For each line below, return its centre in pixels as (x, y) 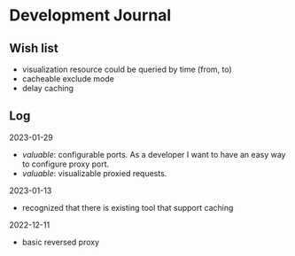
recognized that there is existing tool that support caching (128, 207)
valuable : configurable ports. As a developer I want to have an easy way (154, 154)
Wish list (34, 48)
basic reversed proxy (61, 242)
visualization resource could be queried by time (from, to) (127, 69)
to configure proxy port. (66, 164)
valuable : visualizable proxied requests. (94, 173)
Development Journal (90, 16)
